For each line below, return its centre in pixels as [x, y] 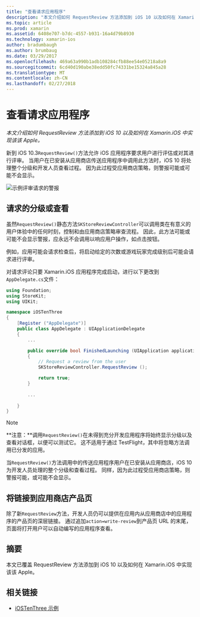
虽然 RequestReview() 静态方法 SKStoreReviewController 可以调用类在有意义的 [99, 224]
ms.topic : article [29, 23]
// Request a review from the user [82, 362]
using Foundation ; [29, 290]
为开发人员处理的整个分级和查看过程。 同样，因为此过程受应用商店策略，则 [98, 470]
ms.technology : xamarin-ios [41, 39]
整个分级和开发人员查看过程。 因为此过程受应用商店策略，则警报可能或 [98, 168]
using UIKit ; [22, 302]
